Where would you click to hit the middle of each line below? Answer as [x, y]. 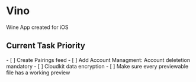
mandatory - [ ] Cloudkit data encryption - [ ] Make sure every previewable [97, 66]
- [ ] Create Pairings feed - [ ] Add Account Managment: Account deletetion [98, 60]
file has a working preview [38, 73]
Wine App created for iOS [38, 27]
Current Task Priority [46, 46]
